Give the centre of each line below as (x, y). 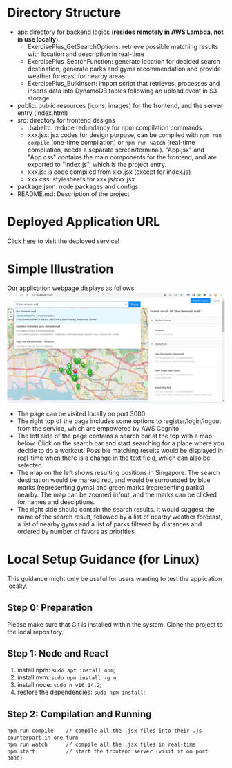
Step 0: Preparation (50, 608)
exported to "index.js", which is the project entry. (97, 164)
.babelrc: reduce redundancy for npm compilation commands (115, 127)
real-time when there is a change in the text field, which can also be (114, 458)
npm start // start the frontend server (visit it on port (108, 752)
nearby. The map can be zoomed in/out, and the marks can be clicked (117, 494)
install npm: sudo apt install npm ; (66, 670)
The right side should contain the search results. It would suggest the (116, 509)
